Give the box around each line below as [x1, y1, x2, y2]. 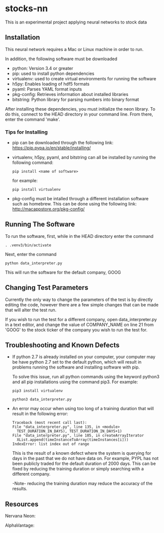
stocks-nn [5, 3, 48, 14]
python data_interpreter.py [5, 260, 63, 266]
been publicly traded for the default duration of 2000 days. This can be [12, 461, 156, 466]
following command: [12, 160, 54, 165]
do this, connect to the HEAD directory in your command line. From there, [5, 111, 153, 117]
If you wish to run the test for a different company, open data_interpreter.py [5, 316, 157, 322]
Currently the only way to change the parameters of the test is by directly [5, 297, 153, 302]
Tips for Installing [5, 128, 48, 135]
